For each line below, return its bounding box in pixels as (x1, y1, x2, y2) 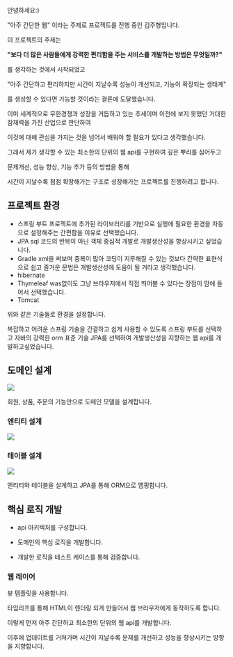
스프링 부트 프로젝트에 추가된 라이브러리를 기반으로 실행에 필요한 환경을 (17, 219, 211, 228)
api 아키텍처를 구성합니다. (17, 523, 88, 532)
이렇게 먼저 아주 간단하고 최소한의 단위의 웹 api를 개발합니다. (7, 619, 172, 627)
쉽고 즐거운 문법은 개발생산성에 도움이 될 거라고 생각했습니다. (30, 263, 196, 271)
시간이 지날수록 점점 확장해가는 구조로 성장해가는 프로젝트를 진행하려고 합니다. (7, 177, 219, 186)
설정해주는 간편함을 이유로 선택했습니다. (30, 228, 139, 237)
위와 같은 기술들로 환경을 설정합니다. (7, 310, 106, 318)
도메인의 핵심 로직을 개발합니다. (17, 538, 103, 546)
